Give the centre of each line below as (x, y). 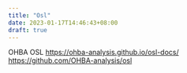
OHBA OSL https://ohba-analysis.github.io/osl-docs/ (93, 53)
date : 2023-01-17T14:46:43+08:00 (63, 23)
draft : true (28, 30)
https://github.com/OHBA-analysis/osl (70, 60)
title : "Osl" (30, 15)
